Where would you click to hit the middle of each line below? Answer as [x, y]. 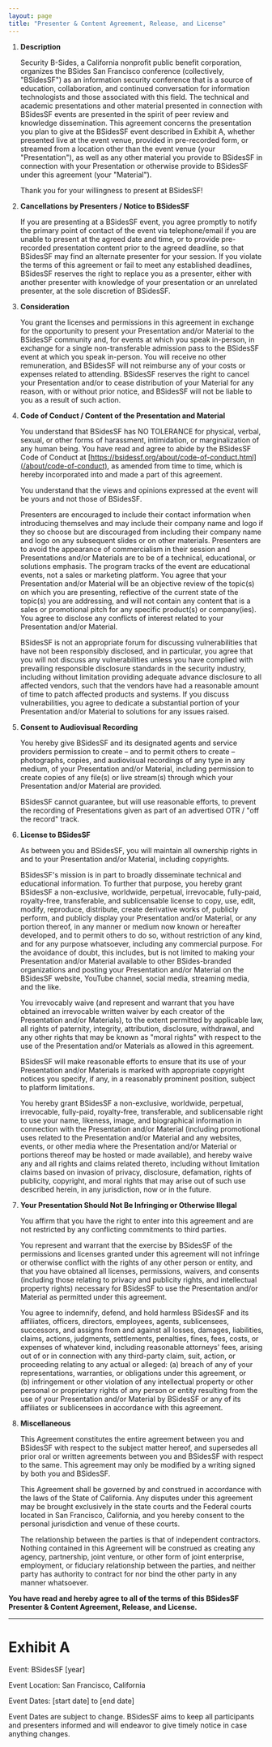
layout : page [30, 16]
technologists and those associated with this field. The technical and [134, 97]
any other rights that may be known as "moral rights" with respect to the [140, 1037]
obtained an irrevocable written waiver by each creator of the [122, 1011]
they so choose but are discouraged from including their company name [140, 532]
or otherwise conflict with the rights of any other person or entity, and [136, 1262]
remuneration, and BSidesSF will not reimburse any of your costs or [133, 365]
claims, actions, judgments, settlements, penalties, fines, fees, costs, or [139, 1338]
